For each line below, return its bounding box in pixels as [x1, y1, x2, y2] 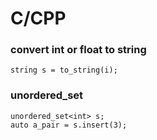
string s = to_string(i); [10, 65, 118, 76]
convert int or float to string [10, 43, 147, 57]
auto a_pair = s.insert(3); [10, 120, 128, 130]
